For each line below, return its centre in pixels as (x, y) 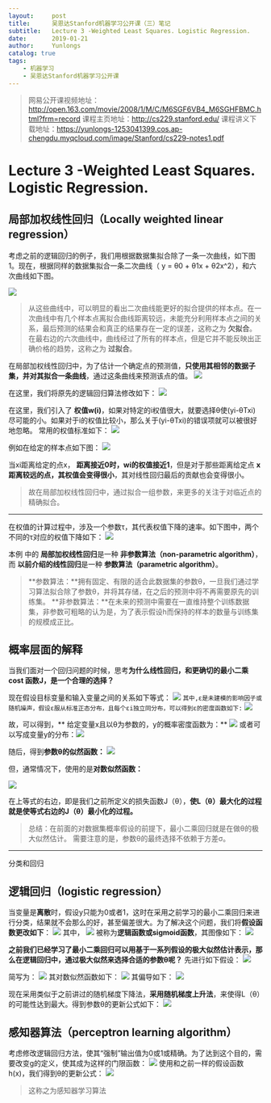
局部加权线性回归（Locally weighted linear (116, 219)
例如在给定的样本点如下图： (54, 447)
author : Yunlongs (45, 46)
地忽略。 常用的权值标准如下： (59, 430)
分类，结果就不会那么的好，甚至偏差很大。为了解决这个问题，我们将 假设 (135, 923)
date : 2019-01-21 (48, 38)
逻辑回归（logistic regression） (88, 891)
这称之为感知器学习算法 (67, 1091)
